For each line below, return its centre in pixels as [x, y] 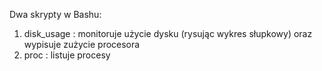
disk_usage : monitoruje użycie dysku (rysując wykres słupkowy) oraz [168, 33]
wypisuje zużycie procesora [82, 44]
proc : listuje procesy [67, 55]
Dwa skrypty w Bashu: [55, 14]
